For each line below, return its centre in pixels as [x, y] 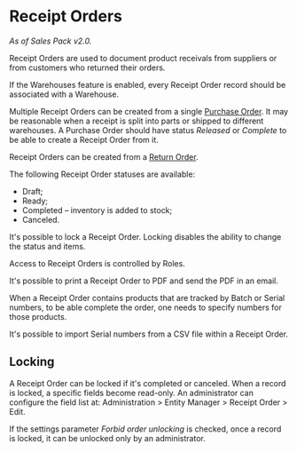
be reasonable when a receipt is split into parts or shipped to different [137, 121]
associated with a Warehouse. [64, 94]
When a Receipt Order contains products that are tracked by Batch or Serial [147, 297]
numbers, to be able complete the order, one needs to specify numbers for [145, 307]
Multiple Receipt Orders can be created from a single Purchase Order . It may [149, 111]
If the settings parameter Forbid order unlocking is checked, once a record [145, 429]
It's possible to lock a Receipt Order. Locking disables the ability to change [145, 236]
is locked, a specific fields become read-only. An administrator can [132, 393]
